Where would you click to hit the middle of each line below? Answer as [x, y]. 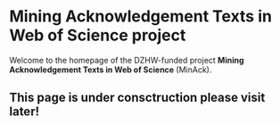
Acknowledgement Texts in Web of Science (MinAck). [111, 70]
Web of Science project [98, 35]
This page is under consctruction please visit [137, 98]
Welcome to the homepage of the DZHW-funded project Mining [127, 60]
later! [25, 112]
